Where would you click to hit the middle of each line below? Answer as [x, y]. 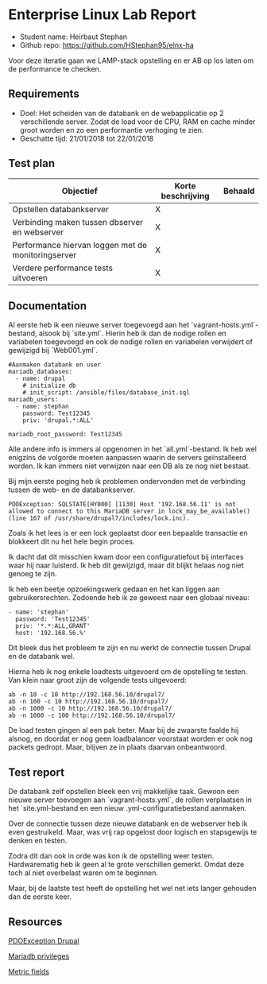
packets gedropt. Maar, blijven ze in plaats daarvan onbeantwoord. [118, 747]
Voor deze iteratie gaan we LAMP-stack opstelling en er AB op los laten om [131, 60]
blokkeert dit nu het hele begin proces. [72, 541]
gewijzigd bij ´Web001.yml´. [53, 351]
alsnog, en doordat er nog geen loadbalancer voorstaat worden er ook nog [130, 739]
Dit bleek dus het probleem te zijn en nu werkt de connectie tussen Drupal [130, 648]
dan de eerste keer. [40, 897]
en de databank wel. [42, 657]
